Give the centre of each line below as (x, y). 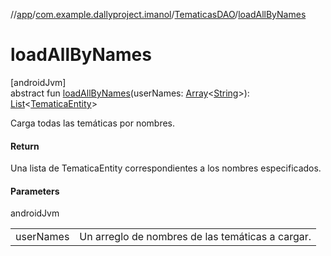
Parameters (35, 191)
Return (25, 146)
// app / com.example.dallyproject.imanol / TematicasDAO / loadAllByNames (158, 14)
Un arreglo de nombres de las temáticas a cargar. (195, 237)
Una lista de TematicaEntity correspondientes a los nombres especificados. (166, 168)
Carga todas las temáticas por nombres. (93, 123)
